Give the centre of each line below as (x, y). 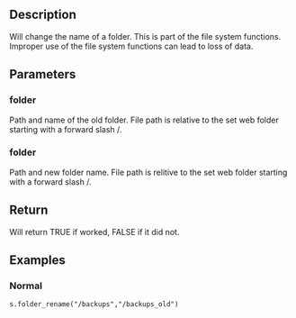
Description (43, 15)
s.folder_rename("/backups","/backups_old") (94, 304)
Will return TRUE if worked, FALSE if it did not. (94, 232)
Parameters (43, 74)
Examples (37, 260)
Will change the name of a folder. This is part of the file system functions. (145, 36)
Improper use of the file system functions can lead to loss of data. (131, 46)
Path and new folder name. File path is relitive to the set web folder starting (148, 172)
